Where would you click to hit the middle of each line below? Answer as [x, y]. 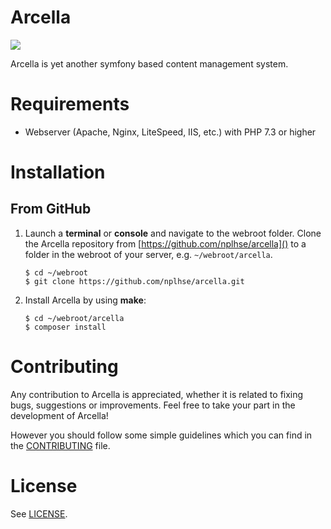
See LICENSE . [39, 513]
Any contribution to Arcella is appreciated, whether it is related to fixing [157, 394]
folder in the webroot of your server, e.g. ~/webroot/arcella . [148, 254]
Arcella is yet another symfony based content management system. [149, 63]
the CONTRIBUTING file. [60, 445]
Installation [58, 172]
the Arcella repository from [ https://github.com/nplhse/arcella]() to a [165, 243]
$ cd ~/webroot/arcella [74, 318]
